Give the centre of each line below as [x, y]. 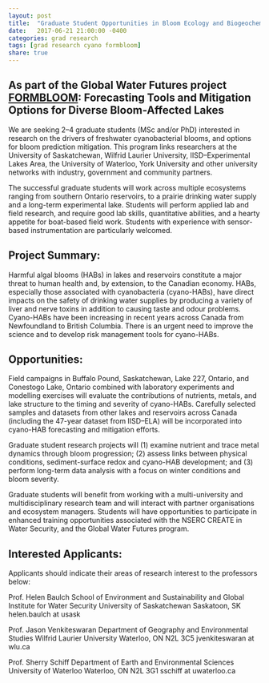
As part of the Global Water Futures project [118, 85]
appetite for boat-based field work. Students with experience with [117, 222]
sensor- [240, 222]
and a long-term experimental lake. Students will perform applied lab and [129, 204]
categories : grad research [53, 38]
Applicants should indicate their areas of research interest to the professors [133, 573]
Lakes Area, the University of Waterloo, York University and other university [133, 163]
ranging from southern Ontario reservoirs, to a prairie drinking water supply [132, 196]
